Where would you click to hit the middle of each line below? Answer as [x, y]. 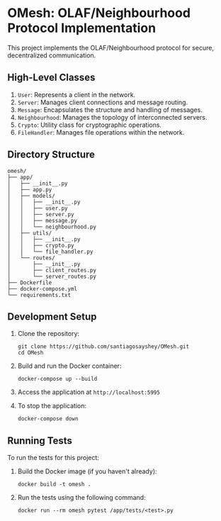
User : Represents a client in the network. [76, 94]
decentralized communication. [52, 55]
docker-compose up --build [57, 379]
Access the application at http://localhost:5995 [89, 392]
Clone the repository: [49, 334]
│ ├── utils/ [30, 233]
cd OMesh [30, 353]
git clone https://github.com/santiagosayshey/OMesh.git [103, 347]
